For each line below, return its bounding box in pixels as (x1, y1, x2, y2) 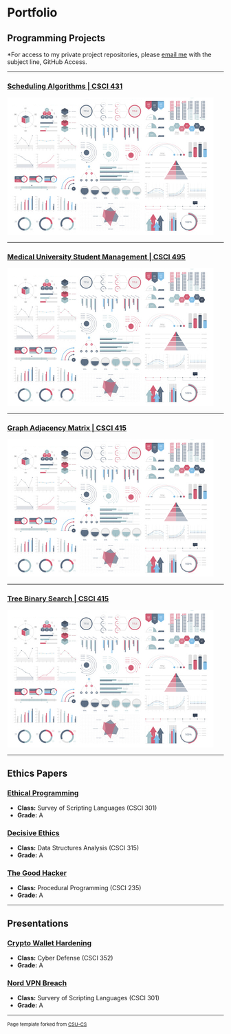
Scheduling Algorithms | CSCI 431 (7, 81, 123, 91)
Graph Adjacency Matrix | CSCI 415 (7, 423, 127, 433)
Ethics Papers (7, 767, 67, 779)
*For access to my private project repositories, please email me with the (7, 50, 212, 58)
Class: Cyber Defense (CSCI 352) (16, 954, 113, 962)
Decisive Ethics (7, 828, 60, 837)
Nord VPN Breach (7, 978, 67, 988)
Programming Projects (7, 32, 105, 44)
